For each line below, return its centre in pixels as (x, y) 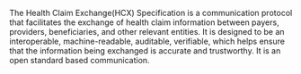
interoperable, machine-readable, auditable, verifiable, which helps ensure (147, 41)
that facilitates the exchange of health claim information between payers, (145, 22)
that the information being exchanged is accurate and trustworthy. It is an (145, 51)
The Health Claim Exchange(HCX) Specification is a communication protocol (151, 13)
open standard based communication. (80, 60)
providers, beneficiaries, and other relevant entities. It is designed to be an (147, 32)
